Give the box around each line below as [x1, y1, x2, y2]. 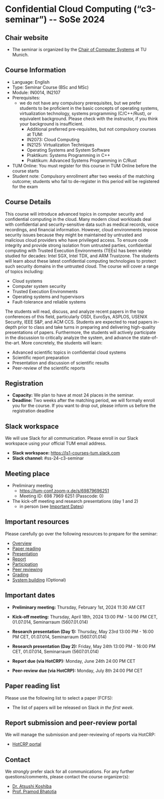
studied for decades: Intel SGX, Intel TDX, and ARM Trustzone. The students [5, 252, 159, 259]
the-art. [5, 339, 21, 345]
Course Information [5, 66, 66, 74]
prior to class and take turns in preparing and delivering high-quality [18, 324, 156, 330]
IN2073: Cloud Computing [26, 136, 80, 142]
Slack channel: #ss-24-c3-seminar [12, 455, 84, 461]
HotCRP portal [12, 741, 42, 747]
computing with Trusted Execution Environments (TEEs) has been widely [5, 247, 152, 253]
